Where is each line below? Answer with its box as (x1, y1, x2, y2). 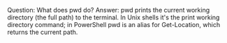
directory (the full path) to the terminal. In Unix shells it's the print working (7, 13, 220, 21)
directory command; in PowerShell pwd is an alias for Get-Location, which (7, 21, 221, 28)
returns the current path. (7, 28, 78, 36)
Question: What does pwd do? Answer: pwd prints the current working (7, 6, 210, 14)
